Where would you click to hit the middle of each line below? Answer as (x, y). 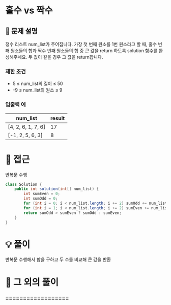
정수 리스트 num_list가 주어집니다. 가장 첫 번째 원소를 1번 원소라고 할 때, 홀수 (81, 44)
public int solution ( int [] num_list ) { (57, 189)
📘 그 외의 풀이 (32, 282)
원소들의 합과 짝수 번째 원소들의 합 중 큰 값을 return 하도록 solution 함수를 (84, 51)
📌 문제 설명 (22, 31)
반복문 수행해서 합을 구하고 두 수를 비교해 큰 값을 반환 (58, 259)
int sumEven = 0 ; (42, 194)
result (58, 118)
